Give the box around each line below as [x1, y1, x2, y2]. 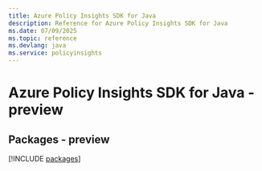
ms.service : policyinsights [8, 49, 103, 57]
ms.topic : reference [8, 34, 78, 43]
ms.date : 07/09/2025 [8, 26, 78, 35]
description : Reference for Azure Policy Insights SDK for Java [8, 19, 228, 27]
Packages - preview [8, 132, 110, 146]
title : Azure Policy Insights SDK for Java [8, 11, 157, 20]
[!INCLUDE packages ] [8, 154, 81, 163]
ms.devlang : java [8, 42, 67, 50]
